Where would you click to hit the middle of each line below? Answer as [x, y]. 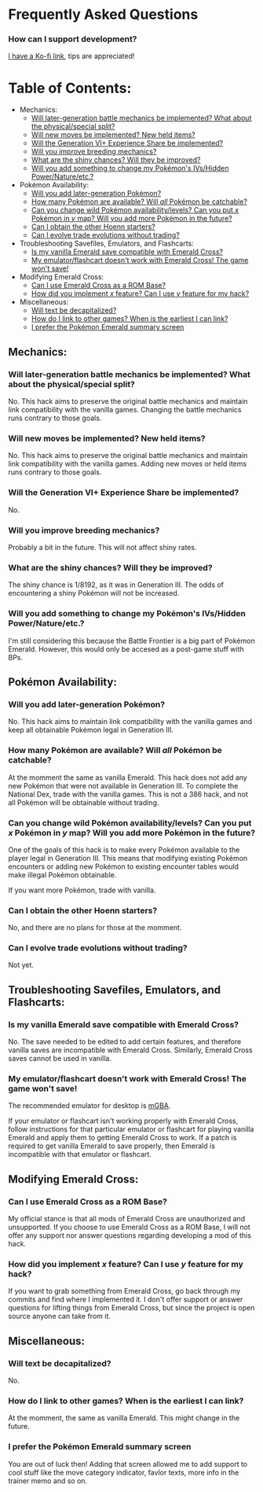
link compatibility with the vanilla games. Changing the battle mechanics [125, 410]
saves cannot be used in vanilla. [60, 1058]
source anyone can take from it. [60, 1317]
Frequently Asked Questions [103, 15]
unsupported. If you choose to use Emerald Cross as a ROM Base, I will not [130, 1227]
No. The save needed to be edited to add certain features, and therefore [125, 1042]
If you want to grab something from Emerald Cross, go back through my [124, 1291]
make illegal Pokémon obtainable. [62, 874]
